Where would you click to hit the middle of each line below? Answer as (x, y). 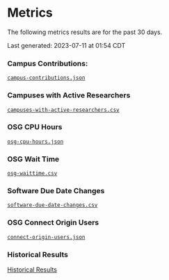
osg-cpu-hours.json (35, 141)
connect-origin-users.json (46, 237)
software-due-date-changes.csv (53, 205)
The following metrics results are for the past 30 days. (85, 32)
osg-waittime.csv (32, 174)
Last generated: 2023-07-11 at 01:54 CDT (66, 45)
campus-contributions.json (46, 78)
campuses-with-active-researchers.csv (63, 110)
